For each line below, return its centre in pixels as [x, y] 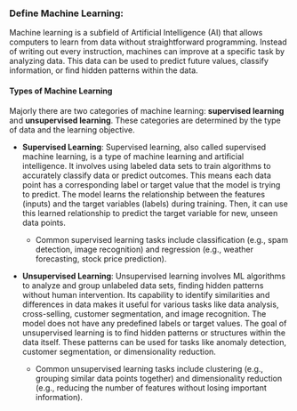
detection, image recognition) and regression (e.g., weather [144, 249]
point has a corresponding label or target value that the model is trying [151, 184]
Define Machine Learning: [67, 13]
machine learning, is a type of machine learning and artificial [133, 156]
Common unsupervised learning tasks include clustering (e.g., [149, 368]
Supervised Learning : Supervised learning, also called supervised [144, 147]
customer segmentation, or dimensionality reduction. [119, 351]
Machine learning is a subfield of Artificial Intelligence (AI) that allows [136, 33]
